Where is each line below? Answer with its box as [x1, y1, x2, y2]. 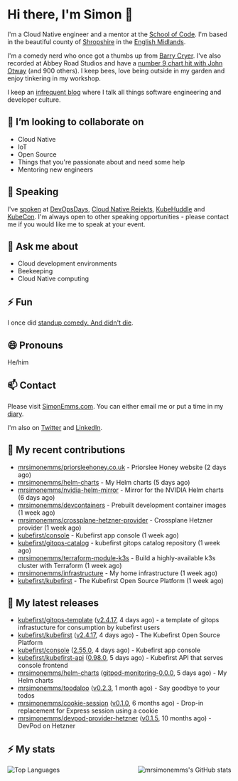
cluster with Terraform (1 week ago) [17, 561, 122, 570]
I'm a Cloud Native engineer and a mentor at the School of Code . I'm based [7, 30, 227, 38]
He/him [7, 358, 29, 366]
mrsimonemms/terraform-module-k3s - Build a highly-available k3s [17, 553, 216, 562]
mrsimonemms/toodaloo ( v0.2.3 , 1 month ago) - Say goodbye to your [17, 683, 220, 693]
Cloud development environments [17, 259, 117, 268]
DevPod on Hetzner [17, 722, 76, 730]
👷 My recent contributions [7, 444, 126, 456]
